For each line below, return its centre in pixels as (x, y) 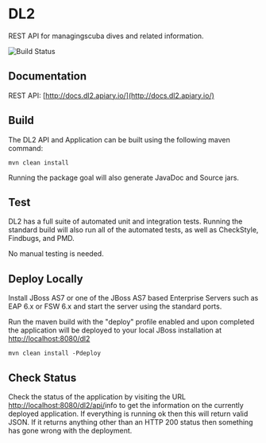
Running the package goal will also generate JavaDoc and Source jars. (124, 177)
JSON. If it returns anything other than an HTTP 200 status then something (131, 422)
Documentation (48, 76)
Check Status (42, 377)
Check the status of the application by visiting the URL (97, 397)
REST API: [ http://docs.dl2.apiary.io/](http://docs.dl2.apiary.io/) (111, 95)
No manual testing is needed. (56, 254)
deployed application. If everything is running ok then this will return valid (128, 414)
